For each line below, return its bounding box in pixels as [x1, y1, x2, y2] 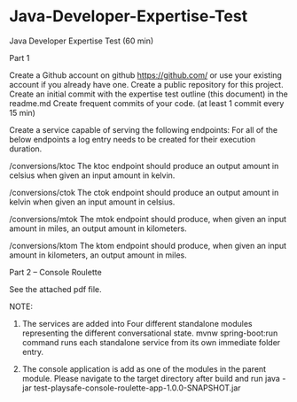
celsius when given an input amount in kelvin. [9, 170, 176, 181]
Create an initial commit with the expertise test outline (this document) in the [9, 89, 288, 99]
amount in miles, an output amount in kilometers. [9, 223, 188, 234]
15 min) [9, 107, 35, 118]
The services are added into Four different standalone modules [21, 318, 253, 329]
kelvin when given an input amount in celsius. [9, 197, 176, 207]
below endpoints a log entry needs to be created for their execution [9, 134, 255, 144]
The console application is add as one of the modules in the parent [21, 363, 267, 374]
